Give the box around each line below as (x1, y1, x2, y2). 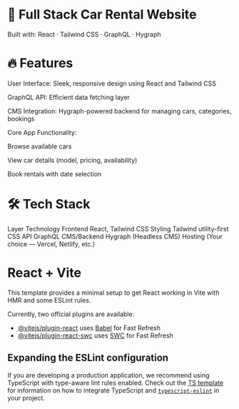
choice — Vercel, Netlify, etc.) (7, 239, 95, 248)
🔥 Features (7, 55, 73, 71)
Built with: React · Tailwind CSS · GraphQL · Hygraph (7, 30, 162, 39)
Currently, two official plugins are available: (7, 310, 135, 318)
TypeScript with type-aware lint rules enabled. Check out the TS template (7, 378, 224, 387)
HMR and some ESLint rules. (7, 296, 91, 304)
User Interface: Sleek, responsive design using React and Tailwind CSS (7, 79, 216, 88)
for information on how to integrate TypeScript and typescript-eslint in (7, 385, 220, 395)
